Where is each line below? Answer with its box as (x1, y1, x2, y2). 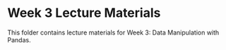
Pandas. (7, 35, 31, 44)
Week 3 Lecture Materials (7, 5, 161, 21)
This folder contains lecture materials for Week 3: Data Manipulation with (7, 28, 220, 37)
